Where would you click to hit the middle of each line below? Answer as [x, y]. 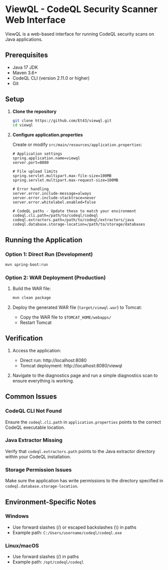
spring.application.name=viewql [46, 158]
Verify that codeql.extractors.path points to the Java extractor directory [80, 451]
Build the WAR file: [32, 289]
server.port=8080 [31, 163]
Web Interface [36, 20]
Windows [17, 516]
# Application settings [37, 154]
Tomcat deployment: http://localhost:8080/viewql [71, 365]
